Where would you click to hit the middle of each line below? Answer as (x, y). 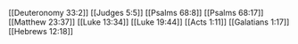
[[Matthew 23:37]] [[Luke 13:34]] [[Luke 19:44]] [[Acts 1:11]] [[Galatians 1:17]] (149, 22)
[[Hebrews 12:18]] (41, 31)
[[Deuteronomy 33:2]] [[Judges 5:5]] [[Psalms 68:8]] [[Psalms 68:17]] (136, 13)
